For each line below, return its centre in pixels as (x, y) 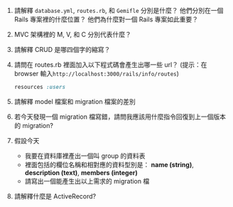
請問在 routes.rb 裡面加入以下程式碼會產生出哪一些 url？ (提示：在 (110, 65)
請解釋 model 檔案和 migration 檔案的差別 (75, 101)
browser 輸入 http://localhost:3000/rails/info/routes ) (97, 74)
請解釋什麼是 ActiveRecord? (55, 196)
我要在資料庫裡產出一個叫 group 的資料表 (85, 156)
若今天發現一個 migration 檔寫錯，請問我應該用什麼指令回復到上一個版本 (120, 117)
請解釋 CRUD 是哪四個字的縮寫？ (62, 49)
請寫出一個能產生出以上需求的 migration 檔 (87, 181)
